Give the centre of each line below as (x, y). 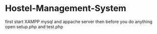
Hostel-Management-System (66, 8)
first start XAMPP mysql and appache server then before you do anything (79, 22)
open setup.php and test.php (34, 26)
